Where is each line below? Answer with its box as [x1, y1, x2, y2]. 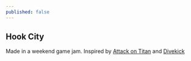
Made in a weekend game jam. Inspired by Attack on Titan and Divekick [5, 48, 185, 55]
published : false [5, 9, 50, 15]
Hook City [5, 32, 44, 42]
